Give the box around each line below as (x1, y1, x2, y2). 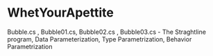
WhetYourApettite (7, 5, 114, 21)
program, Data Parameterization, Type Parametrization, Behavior (7, 35, 192, 43)
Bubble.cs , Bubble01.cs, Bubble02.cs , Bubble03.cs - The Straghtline (7, 28, 207, 36)
